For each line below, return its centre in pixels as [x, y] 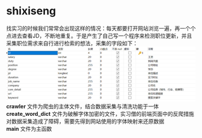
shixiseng [31, 11]
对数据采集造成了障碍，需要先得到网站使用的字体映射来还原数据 [85, 121]
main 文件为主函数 [29, 128]
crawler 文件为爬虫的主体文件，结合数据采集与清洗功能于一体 [83, 106]
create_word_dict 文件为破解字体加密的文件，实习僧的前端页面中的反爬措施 [100, 114]
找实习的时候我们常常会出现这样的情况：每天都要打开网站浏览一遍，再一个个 [101, 28]
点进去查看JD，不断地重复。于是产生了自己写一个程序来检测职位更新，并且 [99, 36]
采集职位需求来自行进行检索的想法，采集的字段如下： [72, 43]
